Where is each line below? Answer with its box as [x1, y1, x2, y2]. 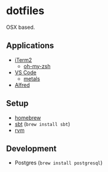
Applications [6, 41, 54, 51]
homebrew [14, 114, 41, 121]
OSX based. [6, 24, 35, 31]
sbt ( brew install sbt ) [14, 120, 71, 127]
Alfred [14, 81, 30, 88]
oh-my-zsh [23, 62, 51, 70]
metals [23, 75, 40, 82]
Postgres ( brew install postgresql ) [14, 159, 103, 166]
